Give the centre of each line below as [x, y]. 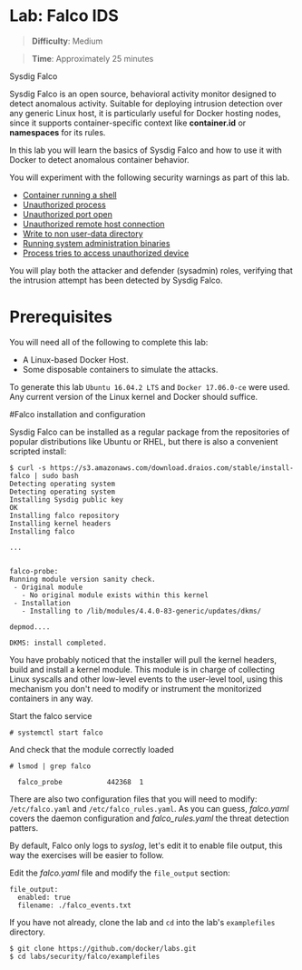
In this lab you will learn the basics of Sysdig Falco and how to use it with [146, 150]
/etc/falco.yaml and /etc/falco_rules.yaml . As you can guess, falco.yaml [149, 808]
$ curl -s [28, 468]
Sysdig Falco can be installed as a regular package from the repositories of [150, 432]
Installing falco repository [64, 515]
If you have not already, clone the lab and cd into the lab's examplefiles [142, 922]
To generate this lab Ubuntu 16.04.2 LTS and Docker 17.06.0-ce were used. [150, 386]
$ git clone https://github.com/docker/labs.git [103, 948]
